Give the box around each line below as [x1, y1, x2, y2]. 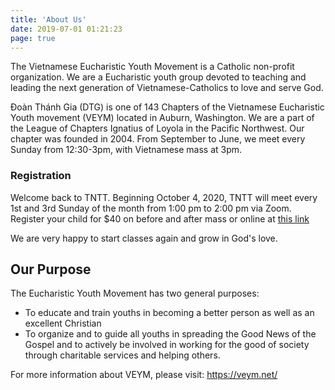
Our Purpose [10, 261, 92, 278]
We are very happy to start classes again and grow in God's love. [10, 232, 278, 244]
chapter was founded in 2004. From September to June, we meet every [10, 133, 306, 145]
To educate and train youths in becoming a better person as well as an [24, 307, 315, 319]
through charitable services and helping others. [24, 349, 221, 361]
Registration [10, 169, 72, 183]
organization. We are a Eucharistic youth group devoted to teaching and [10, 71, 307, 83]
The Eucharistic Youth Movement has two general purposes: [10, 287, 260, 300]
